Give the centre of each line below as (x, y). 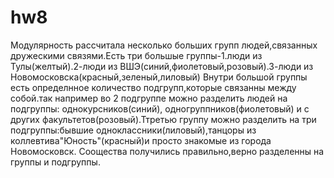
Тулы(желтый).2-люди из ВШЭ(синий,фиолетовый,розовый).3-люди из (162, 66)
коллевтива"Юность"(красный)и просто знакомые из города (141, 140)
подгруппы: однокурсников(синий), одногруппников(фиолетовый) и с (160, 108)
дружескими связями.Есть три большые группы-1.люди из (136, 55)
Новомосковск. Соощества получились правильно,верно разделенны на (167, 151)
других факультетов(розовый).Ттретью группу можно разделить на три (163, 119)
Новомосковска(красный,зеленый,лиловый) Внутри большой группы (159, 77)
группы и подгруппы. (55, 162)
